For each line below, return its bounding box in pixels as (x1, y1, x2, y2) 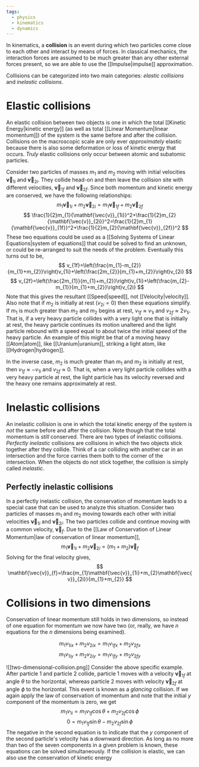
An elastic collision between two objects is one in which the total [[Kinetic (6, 119, 187, 126)
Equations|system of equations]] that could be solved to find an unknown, (6, 240, 187, 247)
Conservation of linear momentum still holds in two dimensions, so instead (6, 616, 188, 623)
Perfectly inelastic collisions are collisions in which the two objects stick (6, 439, 182, 446)
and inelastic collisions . (6, 79, 64, 86)
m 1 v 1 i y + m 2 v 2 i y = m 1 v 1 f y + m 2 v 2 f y (59, 651, 141, 659)
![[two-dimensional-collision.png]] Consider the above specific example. (6, 664, 184, 671)
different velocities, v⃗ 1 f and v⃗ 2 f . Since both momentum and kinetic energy (6, 184, 193, 192)
